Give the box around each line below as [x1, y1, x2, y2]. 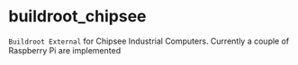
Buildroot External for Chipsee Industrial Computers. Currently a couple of [8, 36, 290, 46]
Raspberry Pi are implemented [8, 45, 122, 55]
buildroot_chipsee [8, 6, 147, 27]
